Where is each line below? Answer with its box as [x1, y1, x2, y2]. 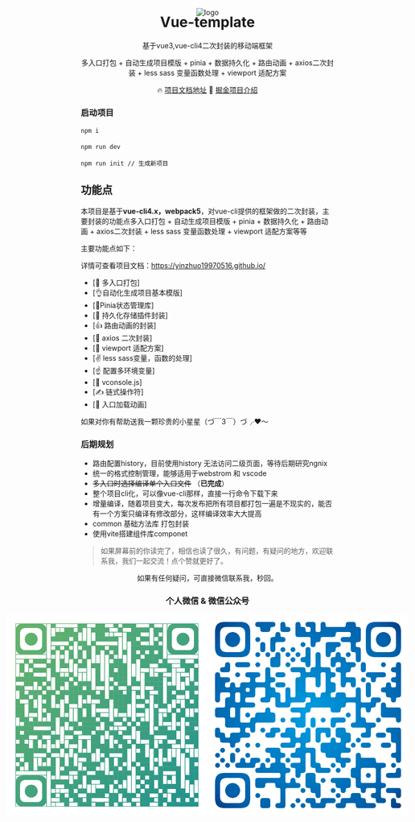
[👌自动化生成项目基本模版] [92, 287, 183, 297]
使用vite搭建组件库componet [92, 529, 188, 539]
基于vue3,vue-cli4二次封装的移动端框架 [142, 40, 273, 50]
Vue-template [159, 13, 256, 31]
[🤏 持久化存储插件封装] [92, 310, 169, 320]
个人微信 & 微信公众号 [166, 596, 249, 607]
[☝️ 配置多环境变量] [92, 366, 155, 375]
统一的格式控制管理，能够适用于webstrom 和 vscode [92, 469, 267, 478]
